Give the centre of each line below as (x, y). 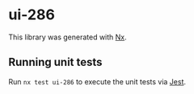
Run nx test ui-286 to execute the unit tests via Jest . (97, 81)
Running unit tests (55, 62)
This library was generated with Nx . (67, 37)
